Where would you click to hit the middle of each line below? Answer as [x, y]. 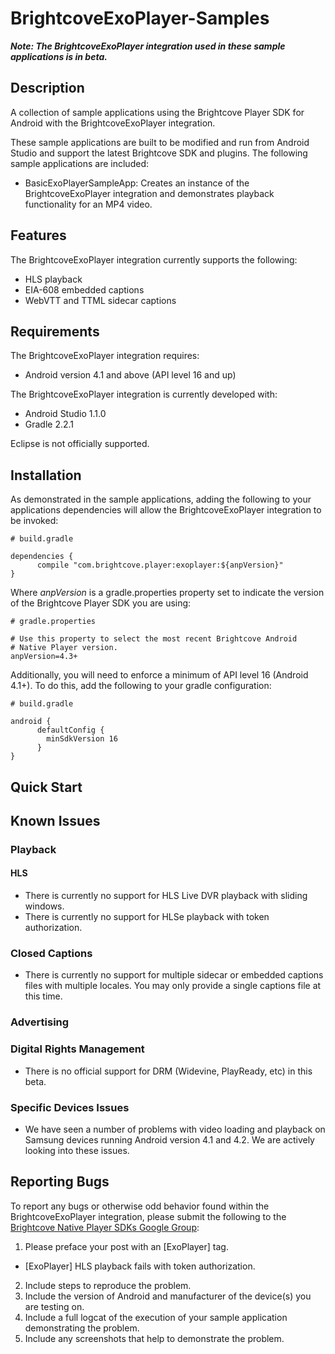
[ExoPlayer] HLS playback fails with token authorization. [140, 1266]
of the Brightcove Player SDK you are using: [101, 603]
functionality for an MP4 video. [88, 204]
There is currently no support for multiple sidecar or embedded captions [174, 975]
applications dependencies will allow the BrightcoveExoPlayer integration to [166, 510]
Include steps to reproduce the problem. [108, 1285]
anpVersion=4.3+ [44, 657]
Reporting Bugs [60, 1182]
